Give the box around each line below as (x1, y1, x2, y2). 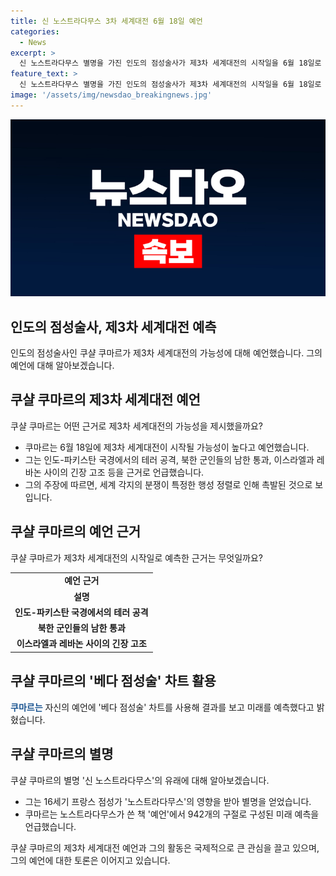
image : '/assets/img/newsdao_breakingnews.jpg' (10, 90, 213, 100)
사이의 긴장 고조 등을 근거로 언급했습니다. (43, 466, 205, 478)
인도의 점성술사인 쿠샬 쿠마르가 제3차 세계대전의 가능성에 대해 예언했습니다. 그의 (10, 347, 323, 359)
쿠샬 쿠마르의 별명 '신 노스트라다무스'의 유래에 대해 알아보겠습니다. (10, 774, 270, 786)
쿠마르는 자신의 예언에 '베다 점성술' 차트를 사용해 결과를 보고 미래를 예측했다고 (10, 701, 315, 713)
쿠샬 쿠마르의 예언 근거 (10, 523, 142, 540)
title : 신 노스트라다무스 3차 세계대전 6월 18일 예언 (10, 16, 203, 26)
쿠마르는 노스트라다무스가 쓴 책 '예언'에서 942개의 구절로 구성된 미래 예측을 (24, 808, 320, 820)
